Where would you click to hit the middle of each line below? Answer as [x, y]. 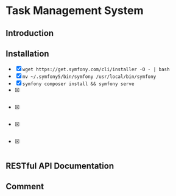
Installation [27, 53]
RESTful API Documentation [60, 166]
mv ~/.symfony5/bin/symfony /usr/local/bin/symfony [89, 77]
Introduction [30, 33]
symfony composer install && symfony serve [78, 84]
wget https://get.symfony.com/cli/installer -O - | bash [96, 70]
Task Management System [75, 11]
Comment [25, 187]
